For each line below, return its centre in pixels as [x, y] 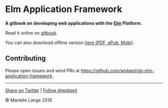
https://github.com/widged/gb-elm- [117, 70]
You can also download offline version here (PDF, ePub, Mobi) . [70, 42]
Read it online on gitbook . [31, 33]
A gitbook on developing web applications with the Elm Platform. [74, 23]
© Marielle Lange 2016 [29, 100]
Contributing [25, 59]
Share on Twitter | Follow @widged [41, 90]
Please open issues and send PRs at [42, 70]
